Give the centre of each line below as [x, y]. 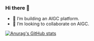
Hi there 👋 [18, 8]
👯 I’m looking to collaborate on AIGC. [51, 24]
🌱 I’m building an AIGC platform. [46, 19]
